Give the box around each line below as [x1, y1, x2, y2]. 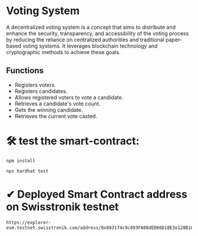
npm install [6, 158, 35, 164]
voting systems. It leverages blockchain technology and [22, 42, 158, 49]
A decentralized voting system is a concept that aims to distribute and [6, 24, 176, 31]
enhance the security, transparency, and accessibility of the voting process [6, 29, 189, 36]
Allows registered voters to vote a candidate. [14, 94, 124, 101]
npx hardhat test [6, 168, 49, 174]
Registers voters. [14, 81, 56, 88]
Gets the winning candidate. [14, 106, 84, 113]
